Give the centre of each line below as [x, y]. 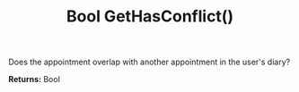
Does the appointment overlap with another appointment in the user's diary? [149, 62]
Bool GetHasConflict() [150, 17]
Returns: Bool [34, 79]
